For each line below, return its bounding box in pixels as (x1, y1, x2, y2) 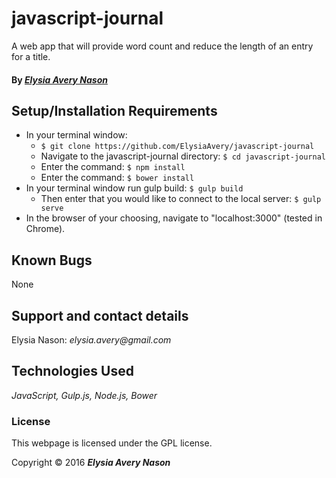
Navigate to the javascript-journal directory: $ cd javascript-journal (40, 150, 326, 162)
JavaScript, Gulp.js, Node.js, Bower (11, 389, 158, 401)
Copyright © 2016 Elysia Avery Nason (11, 457, 171, 469)
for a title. (11, 50, 51, 62)
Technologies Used (11, 363, 134, 380)
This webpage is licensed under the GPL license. (11, 437, 213, 449)
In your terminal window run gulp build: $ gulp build (25, 182, 244, 194)
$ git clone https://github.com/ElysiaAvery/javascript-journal (40, 142, 315, 152)
